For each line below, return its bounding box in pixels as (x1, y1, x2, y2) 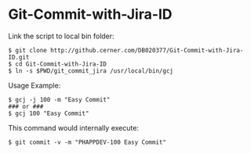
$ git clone (8, 46, 47, 54)
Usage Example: (8, 81, 61, 90)
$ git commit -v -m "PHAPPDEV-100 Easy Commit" (8, 138, 167, 146)
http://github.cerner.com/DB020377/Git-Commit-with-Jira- (49, 46, 244, 54)
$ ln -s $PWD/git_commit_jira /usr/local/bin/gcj (8, 66, 174, 75)
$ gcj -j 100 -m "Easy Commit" (8, 95, 111, 103)
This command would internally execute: (8, 123, 140, 132)
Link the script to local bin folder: (8, 31, 115, 41)
